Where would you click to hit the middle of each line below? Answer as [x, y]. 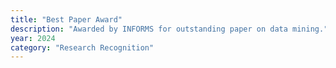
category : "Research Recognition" [82, 47]
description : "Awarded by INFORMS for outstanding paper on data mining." [169, 29]
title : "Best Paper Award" [66, 19]
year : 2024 [33, 38]
